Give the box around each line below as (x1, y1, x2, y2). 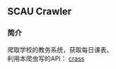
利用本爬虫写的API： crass (7, 54, 85, 63)
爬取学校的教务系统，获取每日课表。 (7, 45, 113, 54)
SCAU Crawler (7, 6, 72, 18)
